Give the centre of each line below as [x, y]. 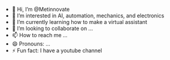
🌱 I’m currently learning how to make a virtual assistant [80, 22]
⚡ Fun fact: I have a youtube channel [57, 50]
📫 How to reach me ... [40, 35]
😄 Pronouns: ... [31, 44]
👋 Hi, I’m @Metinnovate [41, 9]
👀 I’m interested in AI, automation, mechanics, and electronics [88, 16]
